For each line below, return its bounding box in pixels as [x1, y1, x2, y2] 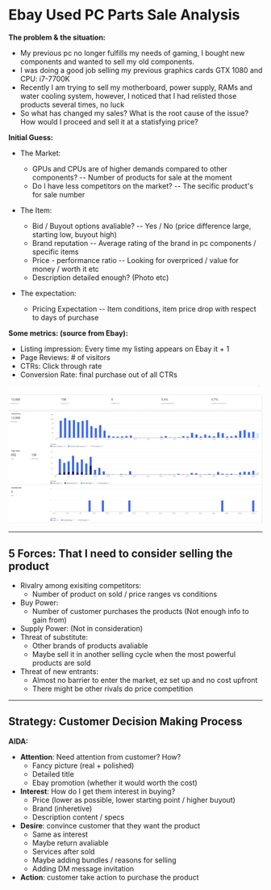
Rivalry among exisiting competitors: [19, 580, 142, 590]
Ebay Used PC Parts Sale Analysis [8, 6, 240, 24]
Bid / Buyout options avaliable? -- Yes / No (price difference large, [31, 221, 252, 231]
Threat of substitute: [19, 632, 89, 642]
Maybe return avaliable [31, 837, 109, 847]
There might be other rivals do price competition [31, 684, 194, 693]
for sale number [31, 189, 85, 199]
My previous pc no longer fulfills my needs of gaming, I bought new [19, 48, 245, 57]
